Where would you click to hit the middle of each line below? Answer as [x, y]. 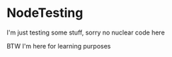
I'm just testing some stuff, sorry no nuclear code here [86, 32]
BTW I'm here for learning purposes [59, 46]
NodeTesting [45, 13]
